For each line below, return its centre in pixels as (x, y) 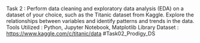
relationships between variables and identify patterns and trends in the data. (100, 21)
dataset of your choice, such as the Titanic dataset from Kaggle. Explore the (100, 15)
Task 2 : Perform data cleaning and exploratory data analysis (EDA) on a (95, 9)
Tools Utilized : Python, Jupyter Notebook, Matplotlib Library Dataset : (93, 27)
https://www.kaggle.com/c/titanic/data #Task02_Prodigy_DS (81, 34)
